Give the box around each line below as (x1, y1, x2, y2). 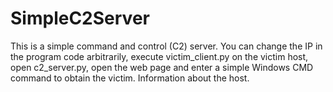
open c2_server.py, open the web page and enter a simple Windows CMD (10, 61, 314, 73)
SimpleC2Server (10, 7, 150, 30)
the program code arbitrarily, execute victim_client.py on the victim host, (10, 50, 309, 62)
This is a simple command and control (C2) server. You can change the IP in (10, 40, 323, 52)
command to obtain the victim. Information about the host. (10, 72, 250, 84)
